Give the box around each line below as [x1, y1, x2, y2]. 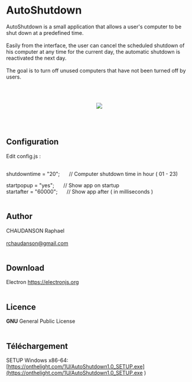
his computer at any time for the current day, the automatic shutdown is [6, 48, 180, 55]
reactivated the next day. [6, 54, 67, 61]
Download [6, 263, 44, 273]
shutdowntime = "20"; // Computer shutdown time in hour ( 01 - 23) [6, 170, 178, 177]
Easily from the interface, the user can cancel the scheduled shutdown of [6, 42, 185, 49]
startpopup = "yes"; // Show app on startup [6, 181, 120, 189]
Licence [6, 302, 37, 312]
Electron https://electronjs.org [6, 279, 79, 286]
